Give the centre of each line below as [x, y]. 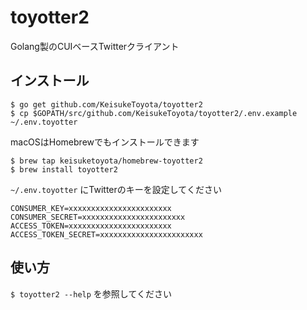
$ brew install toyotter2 [64, 169]
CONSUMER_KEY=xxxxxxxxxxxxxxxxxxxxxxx [91, 208]
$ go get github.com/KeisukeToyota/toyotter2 [106, 104]
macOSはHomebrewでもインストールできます [105, 142]
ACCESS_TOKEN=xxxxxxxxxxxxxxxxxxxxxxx [91, 226]
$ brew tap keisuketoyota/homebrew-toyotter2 [106, 161]
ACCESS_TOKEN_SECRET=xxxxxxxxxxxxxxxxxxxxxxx [106, 234]
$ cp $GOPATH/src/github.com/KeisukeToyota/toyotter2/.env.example [154, 113]
